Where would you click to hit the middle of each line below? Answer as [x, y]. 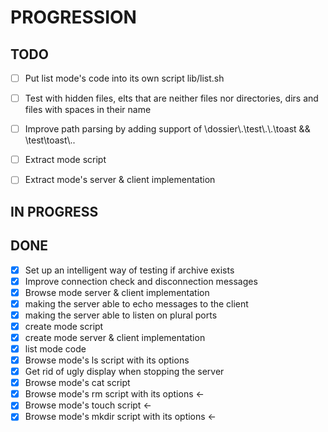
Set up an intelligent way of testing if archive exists [129, 270]
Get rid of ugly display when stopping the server [124, 372]
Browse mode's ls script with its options [107, 360]
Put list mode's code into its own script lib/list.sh [124, 78]
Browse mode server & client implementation [117, 292]
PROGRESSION [73, 17]
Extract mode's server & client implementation [120, 180]
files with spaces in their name [88, 110]
